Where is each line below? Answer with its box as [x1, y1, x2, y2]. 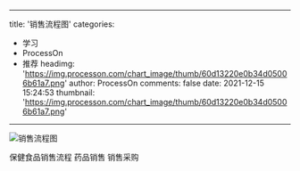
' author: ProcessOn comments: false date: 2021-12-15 [63, 77, 265, 88]
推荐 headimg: [21, 59, 76, 69]
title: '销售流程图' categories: [9, 19, 115, 29]
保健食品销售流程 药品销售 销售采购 [9, 152, 139, 162]
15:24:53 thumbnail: [21, 87, 96, 98]
